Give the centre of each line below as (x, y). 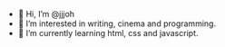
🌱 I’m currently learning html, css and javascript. (108, 33)
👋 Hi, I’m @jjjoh (46, 14)
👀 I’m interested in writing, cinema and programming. (117, 23)
